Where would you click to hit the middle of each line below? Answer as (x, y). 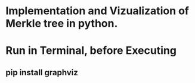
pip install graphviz (42, 72)
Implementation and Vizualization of (97, 11)
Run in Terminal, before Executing (91, 51)
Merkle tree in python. (62, 23)
